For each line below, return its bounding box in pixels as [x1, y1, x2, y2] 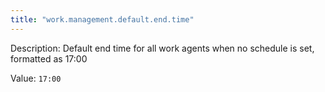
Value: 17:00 [10, 72, 62, 84]
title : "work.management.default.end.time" [10, 14, 195, 25]
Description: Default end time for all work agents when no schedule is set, [10, 42, 315, 54]
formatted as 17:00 [10, 52, 88, 65]
